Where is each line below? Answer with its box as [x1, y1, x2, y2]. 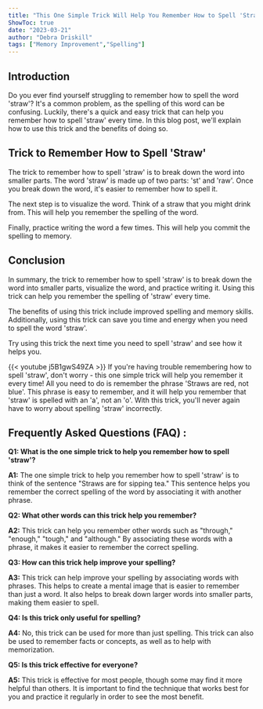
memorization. [8, 645, 55, 655]
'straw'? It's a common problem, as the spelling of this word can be [8, 99, 225, 108]
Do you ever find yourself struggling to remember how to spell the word [8, 90, 239, 100]
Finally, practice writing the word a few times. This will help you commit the [8, 223, 250, 232]
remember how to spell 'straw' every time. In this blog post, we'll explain [8, 115, 241, 125]
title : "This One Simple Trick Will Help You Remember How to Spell [8, 11, 236, 20]
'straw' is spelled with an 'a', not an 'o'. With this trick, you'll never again [8, 395, 240, 405]
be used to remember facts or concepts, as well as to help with [8, 637, 211, 646]
